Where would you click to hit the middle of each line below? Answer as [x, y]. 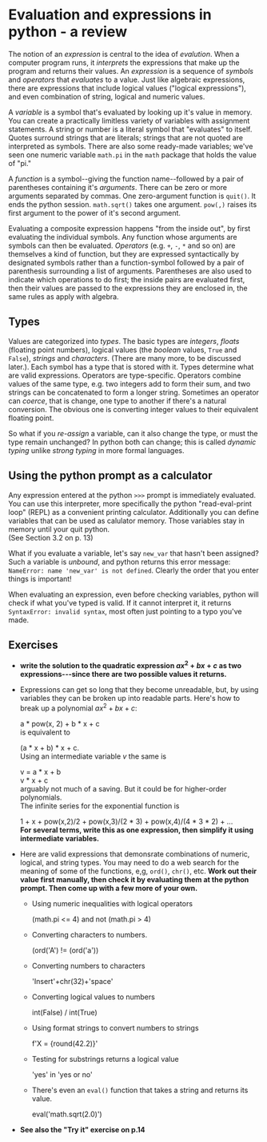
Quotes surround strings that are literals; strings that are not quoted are [126, 137]
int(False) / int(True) [64, 1012]
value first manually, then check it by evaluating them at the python [134, 879]
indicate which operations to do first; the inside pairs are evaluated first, [127, 279]
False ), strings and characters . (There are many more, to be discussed [125, 358]
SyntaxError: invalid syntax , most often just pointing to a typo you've [125, 611]
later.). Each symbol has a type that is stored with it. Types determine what [131, 366]
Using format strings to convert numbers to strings [115, 1027]
